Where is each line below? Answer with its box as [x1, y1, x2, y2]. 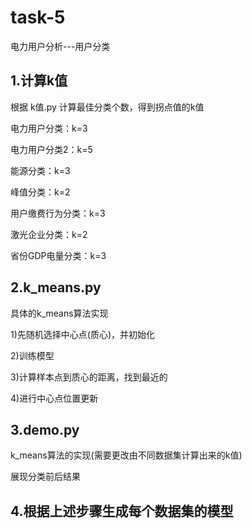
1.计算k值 [10, 72, 68, 90]
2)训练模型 [10, 349, 55, 361]
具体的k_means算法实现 [10, 307, 109, 319]
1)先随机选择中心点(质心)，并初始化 [10, 328, 156, 340]
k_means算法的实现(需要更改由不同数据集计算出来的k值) [10, 449, 243, 461]
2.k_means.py [10, 279, 102, 296]
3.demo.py [10, 421, 80, 438]
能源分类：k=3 [10, 164, 71, 176]
